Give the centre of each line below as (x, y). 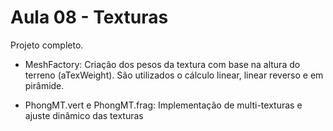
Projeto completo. (47, 45)
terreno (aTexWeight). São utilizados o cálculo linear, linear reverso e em (174, 75)
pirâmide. (44, 85)
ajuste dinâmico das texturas (84, 115)
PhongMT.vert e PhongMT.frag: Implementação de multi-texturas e (163, 105)
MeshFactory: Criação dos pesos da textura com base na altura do (162, 64)
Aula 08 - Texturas (89, 17)
